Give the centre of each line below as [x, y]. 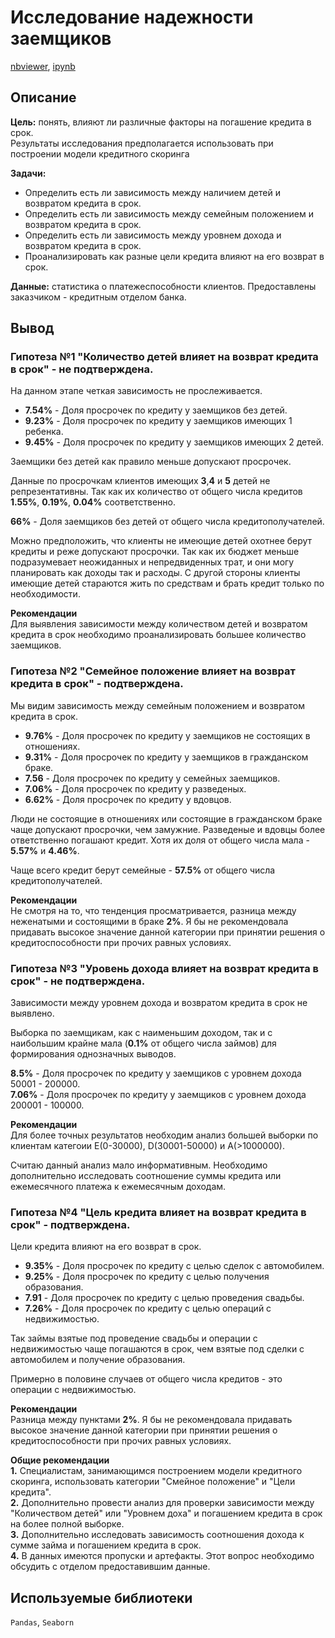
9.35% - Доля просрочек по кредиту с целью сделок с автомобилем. [174, 1266]
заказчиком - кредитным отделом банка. [98, 297]
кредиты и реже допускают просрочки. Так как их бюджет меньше [155, 552]
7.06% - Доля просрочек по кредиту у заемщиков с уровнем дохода [158, 1095]
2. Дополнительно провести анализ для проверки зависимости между [162, 1503]
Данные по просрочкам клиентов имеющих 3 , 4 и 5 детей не [140, 481]
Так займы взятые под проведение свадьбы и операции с [134, 1338]
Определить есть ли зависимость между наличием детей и [152, 192]
